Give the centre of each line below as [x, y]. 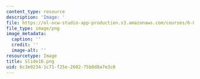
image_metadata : [26, 34]
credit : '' [25, 45]
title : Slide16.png [30, 61]
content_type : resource [36, 12]
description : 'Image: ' [36, 17]
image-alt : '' [29, 50]
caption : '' [26, 39]
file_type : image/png [33, 28]
